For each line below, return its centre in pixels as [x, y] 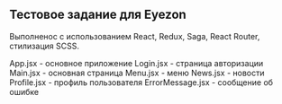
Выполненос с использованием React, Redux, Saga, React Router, [135, 36]
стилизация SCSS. [44, 46]
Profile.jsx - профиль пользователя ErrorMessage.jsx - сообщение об [141, 82]
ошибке [24, 91]
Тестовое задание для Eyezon [98, 15]
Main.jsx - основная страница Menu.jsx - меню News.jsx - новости [137, 73]
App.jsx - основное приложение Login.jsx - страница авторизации [136, 63]
